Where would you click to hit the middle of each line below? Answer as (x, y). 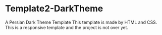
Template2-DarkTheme (54, 9)
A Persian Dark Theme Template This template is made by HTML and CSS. (81, 22)
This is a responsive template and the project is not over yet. (67, 27)
